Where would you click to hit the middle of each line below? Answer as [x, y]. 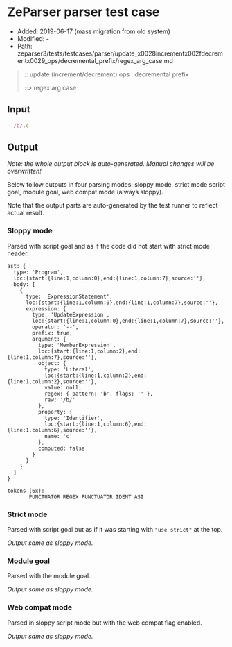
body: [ [25, 284]
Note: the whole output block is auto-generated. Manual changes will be [111, 164]
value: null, [63, 387]
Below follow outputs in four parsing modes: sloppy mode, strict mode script [116, 185]
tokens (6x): [26, 491]
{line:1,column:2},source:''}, [52, 381]
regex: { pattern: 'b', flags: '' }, [99, 394]
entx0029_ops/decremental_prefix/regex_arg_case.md [95, 60]
